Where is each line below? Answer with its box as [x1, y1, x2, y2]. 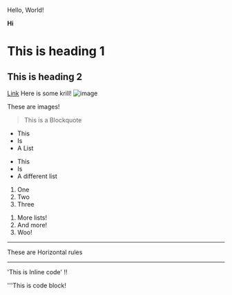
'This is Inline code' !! [7, 268, 68, 276]
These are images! [7, 103, 60, 111]
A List [17, 144, 34, 152]
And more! [17, 221, 48, 229]
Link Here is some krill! [7, 89, 72, 97]
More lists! [17, 213, 48, 222]
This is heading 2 [7, 70, 83, 82]
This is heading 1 [7, 44, 105, 59]
